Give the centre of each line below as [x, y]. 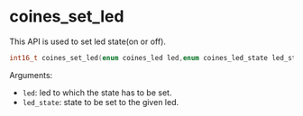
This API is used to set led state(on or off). [88, 41]
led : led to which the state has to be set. [97, 93]
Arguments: [31, 75]
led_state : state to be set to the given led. [100, 102]
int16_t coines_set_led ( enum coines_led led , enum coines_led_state [139, 58]
